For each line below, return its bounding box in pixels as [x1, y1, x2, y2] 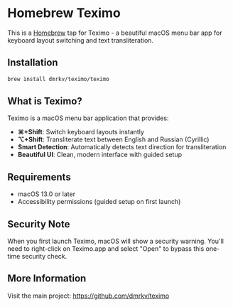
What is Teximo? [7, 95, 83, 107]
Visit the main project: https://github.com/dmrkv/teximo [7, 291, 170, 300]
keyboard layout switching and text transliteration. [7, 36, 154, 44]
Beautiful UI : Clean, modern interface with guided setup [17, 151, 183, 159]
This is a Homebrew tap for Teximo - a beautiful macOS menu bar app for [7, 28, 222, 37]
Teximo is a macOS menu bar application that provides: [7, 114, 169, 122]
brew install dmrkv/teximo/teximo [7, 75, 110, 82]
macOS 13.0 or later [17, 190, 76, 198]
